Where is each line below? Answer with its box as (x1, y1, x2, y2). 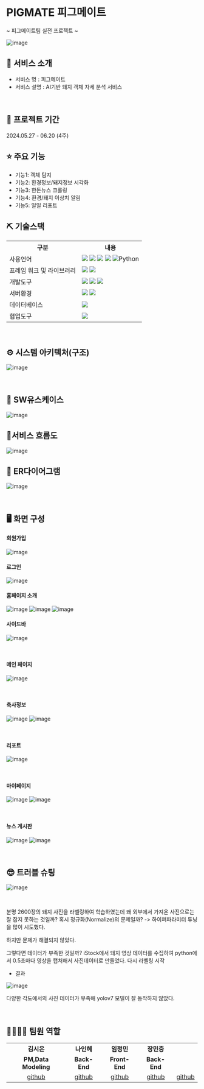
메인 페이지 (6, 661, 32, 668)
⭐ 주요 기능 (6, 151, 46, 161)
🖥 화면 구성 (6, 513, 45, 524)
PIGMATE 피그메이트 (6, 5, 106, 19)
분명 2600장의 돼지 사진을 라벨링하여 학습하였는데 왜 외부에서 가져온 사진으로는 (6, 908, 195, 915)
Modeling (22, 1063, 50, 1071)
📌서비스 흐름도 (6, 431, 58, 441)
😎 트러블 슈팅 (6, 867, 56, 878)
